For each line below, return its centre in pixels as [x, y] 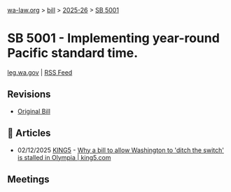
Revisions [29, 95]
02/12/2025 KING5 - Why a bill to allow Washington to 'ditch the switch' [120, 150]
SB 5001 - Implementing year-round [114, 38]
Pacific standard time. [73, 53]
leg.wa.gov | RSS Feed [40, 72]
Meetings [29, 179]
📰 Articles [29, 133]
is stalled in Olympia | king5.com [64, 157]
